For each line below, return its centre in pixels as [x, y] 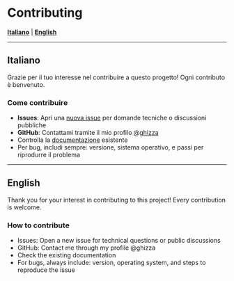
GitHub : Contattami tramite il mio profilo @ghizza [88, 133]
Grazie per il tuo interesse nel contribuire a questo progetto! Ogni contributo [116, 77]
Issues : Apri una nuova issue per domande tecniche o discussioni [112, 118]
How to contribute [38, 225]
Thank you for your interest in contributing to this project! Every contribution [117, 200]
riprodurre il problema [49, 155]
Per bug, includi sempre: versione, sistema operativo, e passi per [110, 147]
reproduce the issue [46, 270]
